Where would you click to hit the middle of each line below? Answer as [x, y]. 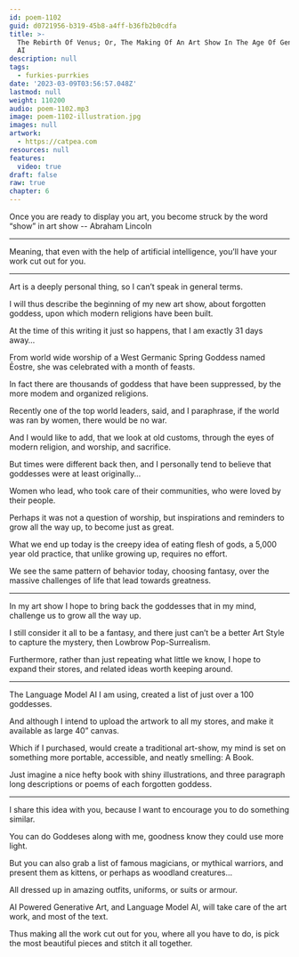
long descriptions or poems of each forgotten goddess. [110, 784]
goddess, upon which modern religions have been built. [111, 313]
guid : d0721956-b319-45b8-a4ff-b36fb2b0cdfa [93, 26]
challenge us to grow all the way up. [75, 616]
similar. [22, 819]
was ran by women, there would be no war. [88, 420]
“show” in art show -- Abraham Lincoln [81, 226]
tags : [19, 68]
